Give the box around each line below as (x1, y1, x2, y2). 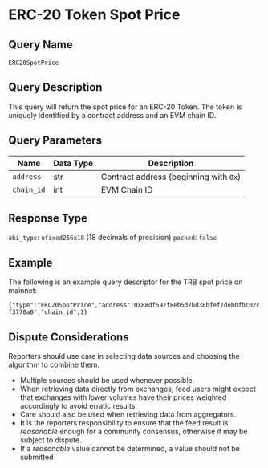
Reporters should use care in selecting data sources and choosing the (8, 352, 241, 361)
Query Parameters (8, 134, 103, 148)
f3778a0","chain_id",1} (8, 308, 88, 316)
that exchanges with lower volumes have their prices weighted (19, 393, 227, 402)
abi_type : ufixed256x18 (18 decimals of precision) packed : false (8, 233, 217, 242)
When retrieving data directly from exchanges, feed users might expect (19, 384, 257, 394)
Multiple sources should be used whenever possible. (19, 376, 195, 385)
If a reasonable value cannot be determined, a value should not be (19, 444, 241, 454)
